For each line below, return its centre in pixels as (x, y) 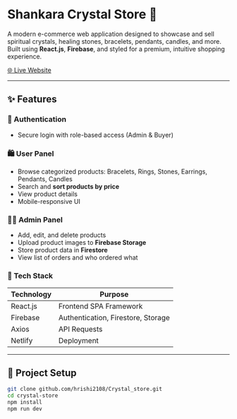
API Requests (81, 329)
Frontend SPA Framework (101, 306)
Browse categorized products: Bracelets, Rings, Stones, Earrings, (113, 171)
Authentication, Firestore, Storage (115, 317)
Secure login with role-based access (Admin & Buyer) (96, 135)
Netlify (22, 340)
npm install (25, 402)
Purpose (114, 294)
